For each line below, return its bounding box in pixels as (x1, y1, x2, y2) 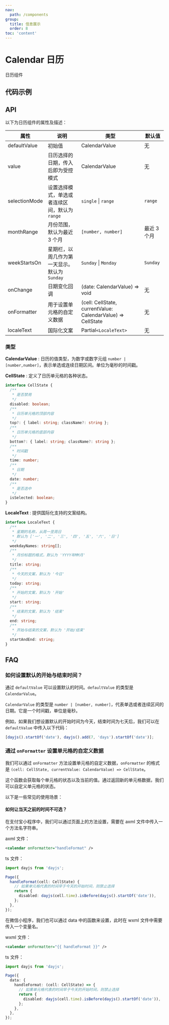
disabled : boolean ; (10, 401, 51, 406)
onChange (8, 286, 33, 293)
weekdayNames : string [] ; (10, 543, 62, 549)
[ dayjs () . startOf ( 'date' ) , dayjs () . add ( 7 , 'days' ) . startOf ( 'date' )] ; (5, 735, 154, 740)
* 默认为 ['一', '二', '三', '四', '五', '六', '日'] (12, 534, 120, 539)
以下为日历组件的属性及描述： (5, 119, 67, 126)
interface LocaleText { (5, 520, 55, 525)
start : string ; (10, 599, 42, 605)
